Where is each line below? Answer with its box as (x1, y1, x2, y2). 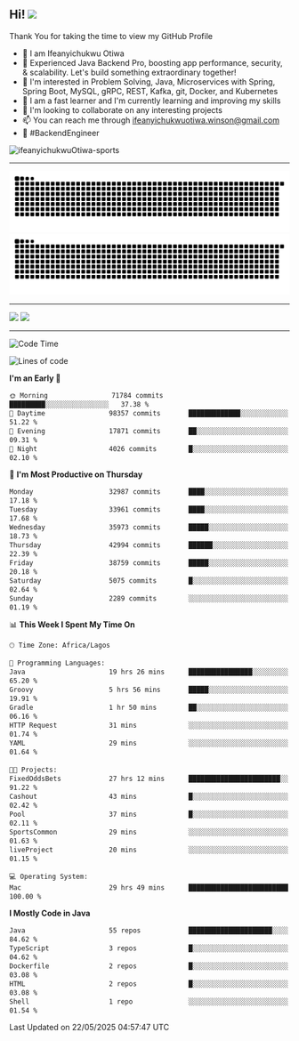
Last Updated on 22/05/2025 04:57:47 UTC (9, 1022, 170, 1033)
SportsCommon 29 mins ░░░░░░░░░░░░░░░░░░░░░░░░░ (9, 827, 289, 837)
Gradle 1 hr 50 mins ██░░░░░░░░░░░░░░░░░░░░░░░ (9, 703, 289, 713)
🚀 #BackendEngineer (21, 127, 100, 138)
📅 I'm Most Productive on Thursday (9, 469, 143, 480)
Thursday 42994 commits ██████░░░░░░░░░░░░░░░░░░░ (9, 541, 289, 550)
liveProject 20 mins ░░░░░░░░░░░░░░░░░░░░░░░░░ (9, 845, 289, 855)
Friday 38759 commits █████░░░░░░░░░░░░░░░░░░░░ (9, 559, 289, 568)
